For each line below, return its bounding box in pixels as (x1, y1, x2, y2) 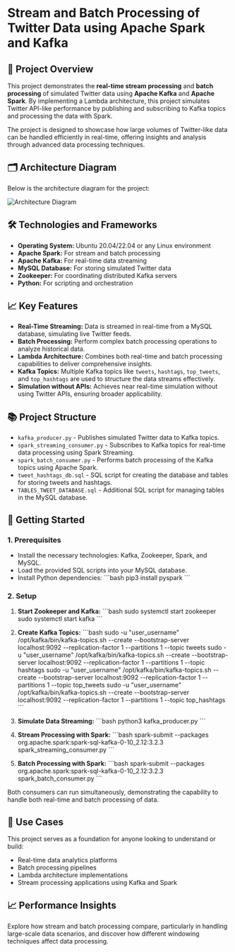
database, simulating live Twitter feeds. (17, 330, 132, 338)
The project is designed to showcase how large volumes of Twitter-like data (7, 126, 228, 133)
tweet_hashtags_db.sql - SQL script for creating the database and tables (17, 471, 229, 479)
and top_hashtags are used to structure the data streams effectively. (17, 375, 215, 383)
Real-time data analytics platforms (17, 856, 118, 864)
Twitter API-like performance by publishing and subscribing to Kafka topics (7, 104, 226, 112)
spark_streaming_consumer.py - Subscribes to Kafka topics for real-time (17, 441, 226, 450)
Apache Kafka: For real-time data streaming (17, 256, 147, 265)
